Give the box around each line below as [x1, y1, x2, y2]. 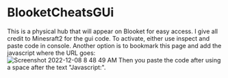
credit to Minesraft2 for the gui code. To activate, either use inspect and [7, 34, 210, 42]
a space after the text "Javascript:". [7, 63, 106, 71]
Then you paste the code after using [118, 56, 221, 64]
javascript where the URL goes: [7, 49, 96, 57]
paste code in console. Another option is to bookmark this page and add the [7, 41, 222, 50]
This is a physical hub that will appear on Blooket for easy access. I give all [7, 27, 218, 35]
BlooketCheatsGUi [7, 5, 114, 20]
